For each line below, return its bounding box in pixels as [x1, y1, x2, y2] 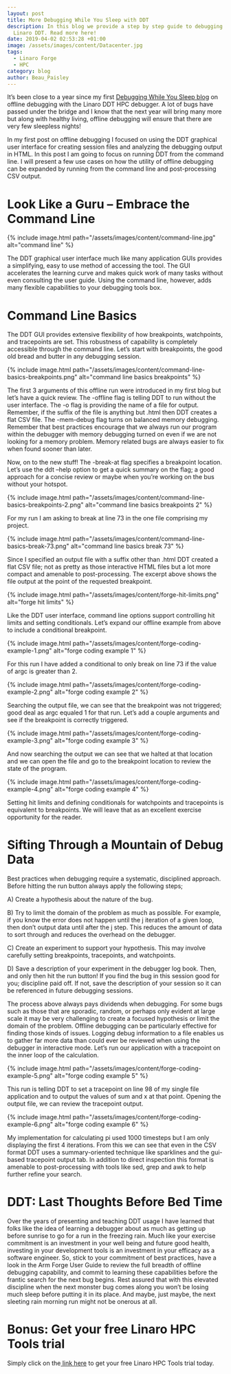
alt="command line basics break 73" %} [71, 542, 184, 551]
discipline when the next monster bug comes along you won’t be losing [7, 1283, 209, 1291]
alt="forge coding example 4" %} [54, 785, 149, 794]
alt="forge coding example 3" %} [54, 737, 149, 745]
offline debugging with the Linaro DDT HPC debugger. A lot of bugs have [7, 101, 214, 109]
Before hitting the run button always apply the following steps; [7, 882, 184, 890]
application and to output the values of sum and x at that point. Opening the [7, 1092, 221, 1101]
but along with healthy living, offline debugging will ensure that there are [7, 115, 212, 123]
